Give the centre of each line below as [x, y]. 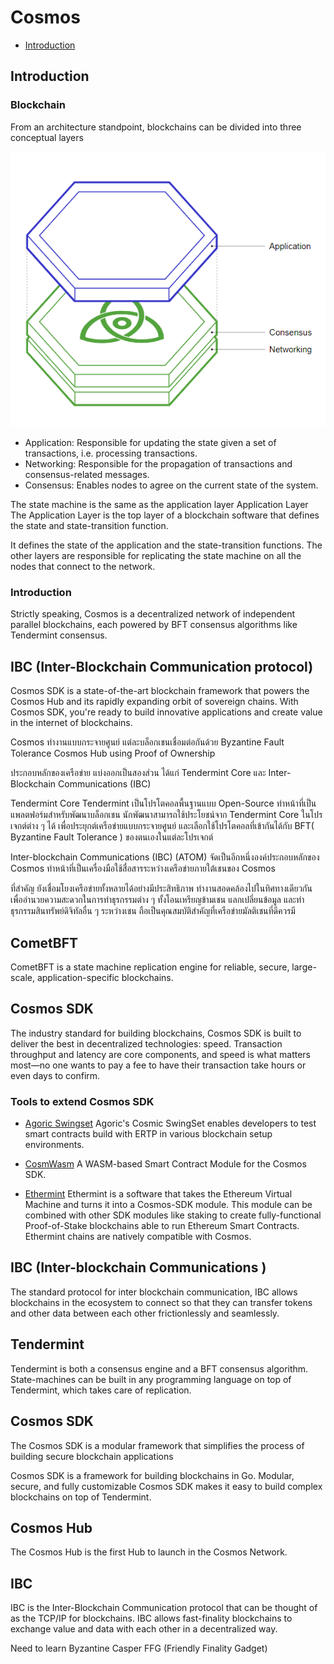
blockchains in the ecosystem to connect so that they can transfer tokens [161, 1302]
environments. [54, 1145]
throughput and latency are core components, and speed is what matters [161, 1054]
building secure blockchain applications [92, 1456]
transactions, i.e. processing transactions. [111, 453]
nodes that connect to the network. [83, 567]
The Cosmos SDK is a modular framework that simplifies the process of [157, 1445]
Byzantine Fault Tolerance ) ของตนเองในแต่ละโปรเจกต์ [112, 837]
